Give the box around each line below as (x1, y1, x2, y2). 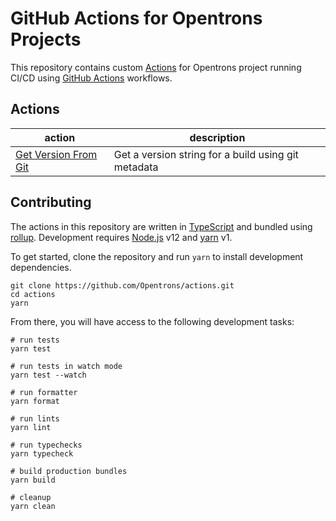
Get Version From (15, 147, 98, 161)
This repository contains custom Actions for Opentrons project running (10, 61, 302, 73)
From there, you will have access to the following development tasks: (10, 315, 295, 327)
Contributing (10, 194, 92, 211)
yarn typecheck (10, 448, 74, 459)
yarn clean (10, 501, 56, 511)
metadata (113, 160, 159, 174)
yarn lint (10, 422, 52, 432)
